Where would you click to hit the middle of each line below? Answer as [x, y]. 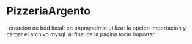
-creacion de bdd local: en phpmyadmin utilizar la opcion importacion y [96, 28]
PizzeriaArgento [48, 11]
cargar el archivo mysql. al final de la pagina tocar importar [80, 34]
